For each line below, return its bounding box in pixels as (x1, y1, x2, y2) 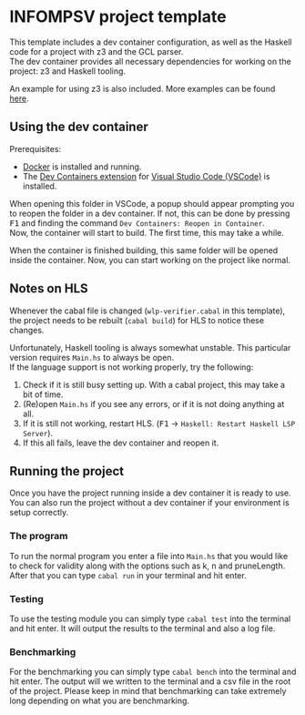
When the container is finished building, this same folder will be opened (9, 244, 279, 256)
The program (9, 530, 68, 543)
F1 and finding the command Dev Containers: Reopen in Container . (9, 217, 266, 229)
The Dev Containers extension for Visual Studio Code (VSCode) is (22, 170, 270, 181)
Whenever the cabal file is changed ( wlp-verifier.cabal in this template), (9, 305, 286, 316)
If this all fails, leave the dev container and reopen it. (22, 437, 219, 448)
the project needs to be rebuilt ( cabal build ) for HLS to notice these (9, 314, 265, 325)
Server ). (22, 427, 53, 438)
